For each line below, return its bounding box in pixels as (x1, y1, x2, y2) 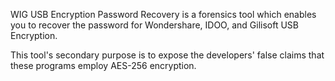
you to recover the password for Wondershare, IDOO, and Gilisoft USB (10, 19, 300, 31)
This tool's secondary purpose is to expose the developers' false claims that (10, 49, 325, 61)
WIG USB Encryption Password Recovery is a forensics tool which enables (10, 9, 317, 20)
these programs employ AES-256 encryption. (10, 60, 197, 71)
